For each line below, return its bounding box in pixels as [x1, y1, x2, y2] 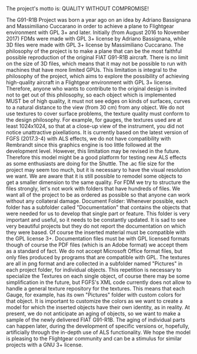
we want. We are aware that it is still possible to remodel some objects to [6, 173, 183, 179]
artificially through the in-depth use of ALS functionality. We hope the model [6, 329, 191, 336]
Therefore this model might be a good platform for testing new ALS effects [6, 154, 187, 161]
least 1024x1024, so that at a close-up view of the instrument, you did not [6, 123, 184, 129]
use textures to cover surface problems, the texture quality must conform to [6, 110, 190, 117]
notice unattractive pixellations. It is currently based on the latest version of [6, 129, 189, 136]
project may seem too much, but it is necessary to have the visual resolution [6, 166, 191, 173]
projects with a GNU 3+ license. [6, 341, 84, 348]
